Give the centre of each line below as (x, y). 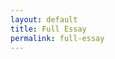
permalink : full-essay (57, 38)
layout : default (44, 19)
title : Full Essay (48, 29)
